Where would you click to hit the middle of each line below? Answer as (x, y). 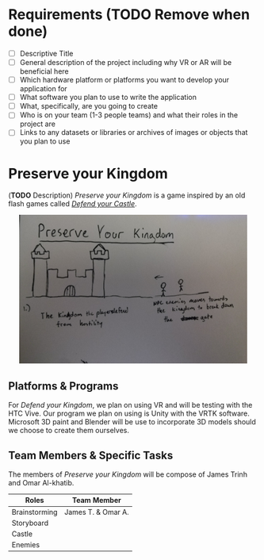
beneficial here (44, 71)
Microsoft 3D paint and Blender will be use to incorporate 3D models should (132, 422)
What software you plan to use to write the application (108, 98)
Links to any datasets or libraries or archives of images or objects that (134, 132)
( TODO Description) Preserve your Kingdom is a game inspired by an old (127, 195)
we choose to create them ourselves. (69, 431)
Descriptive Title (46, 53)
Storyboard (30, 523)
